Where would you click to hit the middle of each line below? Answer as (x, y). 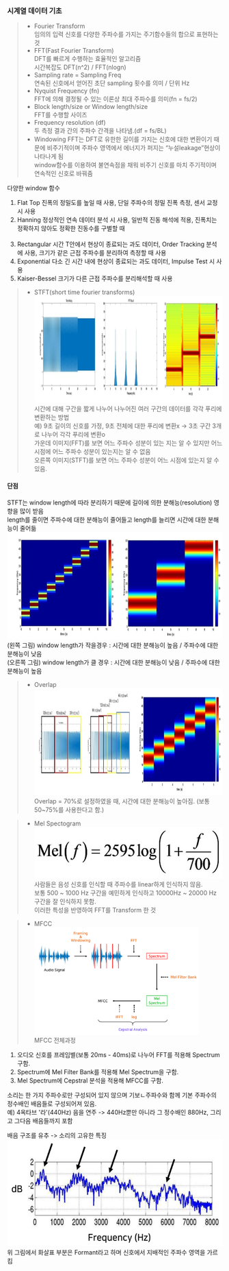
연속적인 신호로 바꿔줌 (64, 173)
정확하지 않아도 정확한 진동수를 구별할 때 (71, 228)
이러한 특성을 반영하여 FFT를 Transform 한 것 (95, 910)
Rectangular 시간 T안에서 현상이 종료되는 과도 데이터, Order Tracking (111, 244)
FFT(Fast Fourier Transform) (74, 51)
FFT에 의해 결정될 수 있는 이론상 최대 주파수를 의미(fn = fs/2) (116, 99)
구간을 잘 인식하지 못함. (65, 901)
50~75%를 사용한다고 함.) (69, 810)
